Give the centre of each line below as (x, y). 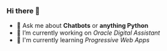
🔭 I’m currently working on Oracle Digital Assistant (88, 33)
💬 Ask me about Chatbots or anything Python (82, 26)
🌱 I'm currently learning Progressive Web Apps (83, 40)
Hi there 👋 (23, 11)
